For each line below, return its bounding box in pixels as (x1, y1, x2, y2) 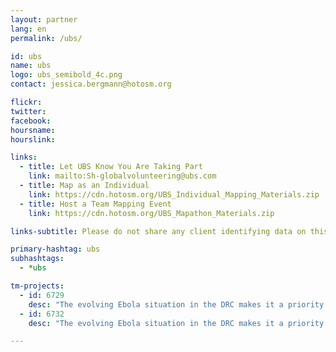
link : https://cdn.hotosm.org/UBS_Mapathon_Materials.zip (28, 208, 275, 218)
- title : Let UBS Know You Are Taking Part (19, 162, 203, 172)
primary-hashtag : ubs (10, 244, 101, 255)
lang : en (10, 24, 47, 34)
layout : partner (10, 14, 78, 25)
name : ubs (10, 61, 52, 71)
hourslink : (10, 134, 56, 145)
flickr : (10, 97, 43, 107)
